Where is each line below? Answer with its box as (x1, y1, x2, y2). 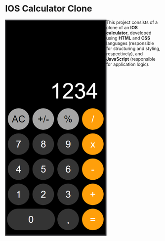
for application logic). (106, 61, 150, 67)
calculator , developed (106, 30, 152, 36)
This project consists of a (106, 19, 158, 25)
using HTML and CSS (106, 35, 151, 41)
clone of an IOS (106, 24, 138, 30)
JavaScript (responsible (106, 56, 156, 62)
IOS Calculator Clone (5, 3, 92, 14)
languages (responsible (106, 40, 154, 46)
